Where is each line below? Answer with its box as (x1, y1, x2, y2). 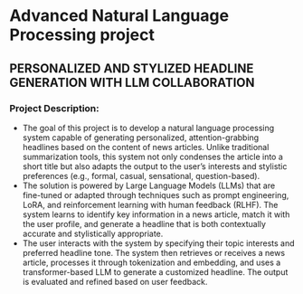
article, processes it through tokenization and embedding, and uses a (22, 257, 281, 268)
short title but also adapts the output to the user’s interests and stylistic (22, 160, 288, 172)
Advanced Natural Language (9, 5, 229, 26)
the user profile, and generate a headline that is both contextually (22, 218, 267, 229)
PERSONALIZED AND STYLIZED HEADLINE (9, 61, 254, 76)
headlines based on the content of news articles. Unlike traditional (22, 141, 270, 152)
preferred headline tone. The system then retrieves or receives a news (22, 247, 286, 258)
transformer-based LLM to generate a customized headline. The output (22, 266, 289, 277)
